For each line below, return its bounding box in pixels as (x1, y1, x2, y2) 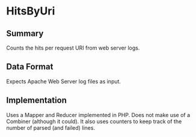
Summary (6, 28, 44, 39)
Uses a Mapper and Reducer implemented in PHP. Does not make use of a (6, 111, 191, 118)
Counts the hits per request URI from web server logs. (6, 44, 140, 51)
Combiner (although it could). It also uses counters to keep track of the (6, 118, 182, 125)
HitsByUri (6, 4, 55, 18)
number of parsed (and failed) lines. (6, 124, 95, 131)
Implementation (6, 95, 67, 106)
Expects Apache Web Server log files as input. (6, 77, 121, 85)
